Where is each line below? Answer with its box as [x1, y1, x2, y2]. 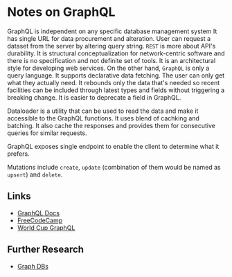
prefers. [7, 150, 30, 158]
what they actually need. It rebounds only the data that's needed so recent [7, 78, 220, 87]
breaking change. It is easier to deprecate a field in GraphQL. [7, 93, 181, 101]
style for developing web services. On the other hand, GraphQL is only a [7, 64, 210, 72]
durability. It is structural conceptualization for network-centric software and [7, 49, 225, 57]
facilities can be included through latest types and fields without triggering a [7, 86, 225, 94]
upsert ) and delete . [7, 170, 63, 179]
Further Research [7, 244, 84, 256]
